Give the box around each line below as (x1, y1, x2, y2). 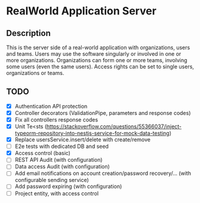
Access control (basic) (14, 150, 70, 157)
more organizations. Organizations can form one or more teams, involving (6, 57, 187, 63)
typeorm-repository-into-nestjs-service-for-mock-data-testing (14, 130, 170, 137)
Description (6, 28, 51, 38)
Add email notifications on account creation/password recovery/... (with (14, 169, 191, 177)
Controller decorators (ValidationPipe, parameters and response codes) (14, 109, 191, 116)
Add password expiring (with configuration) (14, 183, 122, 190)
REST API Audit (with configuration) (14, 156, 103, 163)
